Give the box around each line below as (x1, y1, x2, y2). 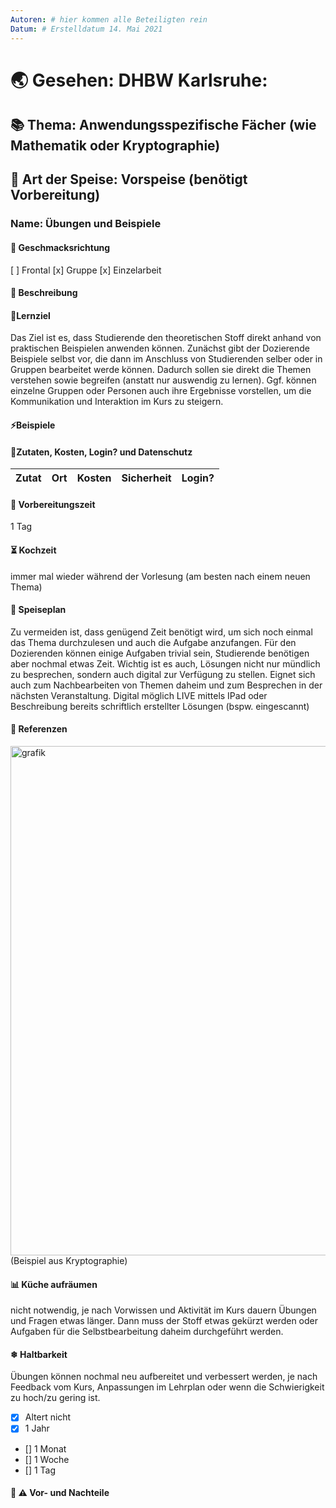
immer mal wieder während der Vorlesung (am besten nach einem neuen (10, 570, 311, 582)
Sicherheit (121, 471, 172, 485)
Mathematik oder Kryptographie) (10, 137, 221, 155)
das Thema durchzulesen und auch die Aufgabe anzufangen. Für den (10, 636, 297, 648)
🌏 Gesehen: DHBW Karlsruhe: (10, 69, 268, 91)
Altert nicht (24, 1411, 72, 1423)
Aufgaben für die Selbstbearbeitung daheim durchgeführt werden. (10, 1326, 284, 1338)
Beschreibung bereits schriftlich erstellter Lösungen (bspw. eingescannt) (10, 700, 310, 712)
